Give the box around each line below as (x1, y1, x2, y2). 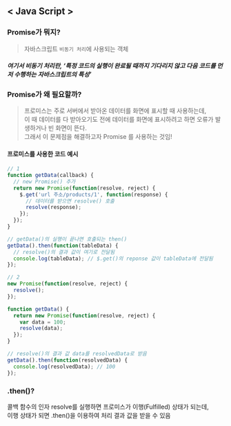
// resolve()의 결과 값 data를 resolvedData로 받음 (7, 351, 147, 358)
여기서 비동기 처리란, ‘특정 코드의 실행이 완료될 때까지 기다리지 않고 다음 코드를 (7, 62, 216, 70)
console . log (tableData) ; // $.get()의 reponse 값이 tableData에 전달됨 (13, 255, 214, 262)
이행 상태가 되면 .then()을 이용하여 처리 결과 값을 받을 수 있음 (7, 411, 171, 419)
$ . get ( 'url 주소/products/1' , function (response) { (19, 191, 168, 198)
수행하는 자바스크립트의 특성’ (14, 71, 92, 79)
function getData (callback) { (7, 172, 94, 179)
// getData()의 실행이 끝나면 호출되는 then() (7, 235, 128, 243)
